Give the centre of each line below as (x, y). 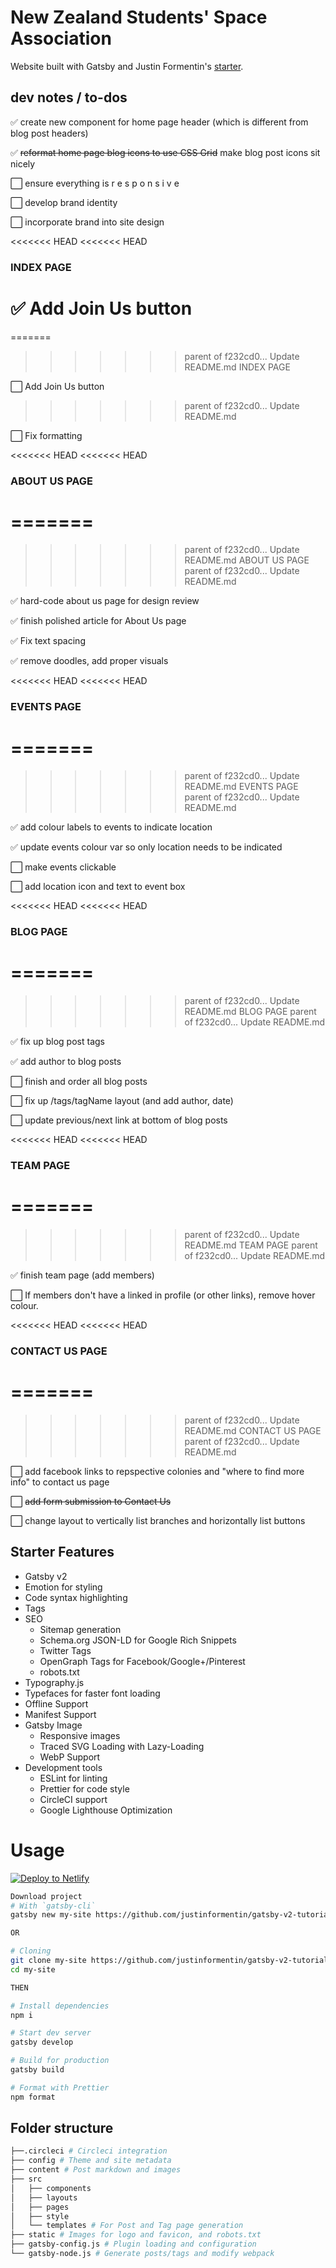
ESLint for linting (73, 1778)
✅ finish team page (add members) (82, 1275)
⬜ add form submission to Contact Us (91, 1501)
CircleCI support (73, 1799)
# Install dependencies (60, 2006)
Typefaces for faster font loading (92, 1693)
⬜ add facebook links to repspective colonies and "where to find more (157, 1471)
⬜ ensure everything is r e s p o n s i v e (95, 183)
